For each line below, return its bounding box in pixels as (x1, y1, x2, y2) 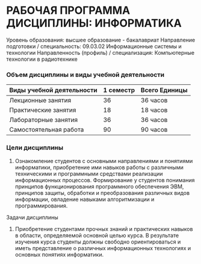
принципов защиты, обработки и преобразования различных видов (14, 189, 190, 196)
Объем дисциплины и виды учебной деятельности (6, 70, 165, 79)
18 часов (140, 106, 168, 114)
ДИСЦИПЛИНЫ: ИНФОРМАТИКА (6, 16, 182, 30)
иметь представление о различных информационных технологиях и (14, 244, 191, 251)
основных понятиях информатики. (14, 251, 104, 258)
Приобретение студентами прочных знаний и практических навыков (14, 225, 193, 232)
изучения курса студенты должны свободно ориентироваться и (14, 238, 181, 245)
